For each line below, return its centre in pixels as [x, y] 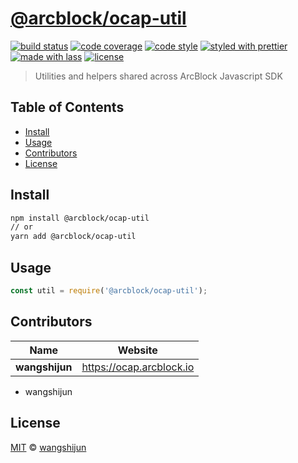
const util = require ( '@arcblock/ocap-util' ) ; [109, 291]
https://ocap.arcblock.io [138, 367]
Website [137, 350]
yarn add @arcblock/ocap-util [73, 237]
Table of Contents [67, 107]
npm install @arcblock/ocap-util [80, 218]
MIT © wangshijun [48, 447]
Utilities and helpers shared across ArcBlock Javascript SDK [158, 76]
